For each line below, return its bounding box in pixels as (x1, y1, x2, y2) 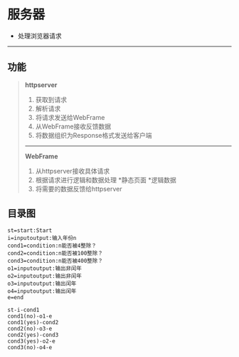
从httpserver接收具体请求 (35, 166, 110, 175)
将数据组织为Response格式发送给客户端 (35, 131, 152, 139)
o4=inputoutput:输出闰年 (7, 287, 77, 295)
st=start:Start (7, 226, 53, 234)
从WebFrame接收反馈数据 (35, 122, 112, 131)
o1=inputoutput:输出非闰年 (7, 265, 82, 272)
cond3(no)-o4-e (7, 343, 53, 351)
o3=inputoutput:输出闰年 (7, 280, 77, 287)
